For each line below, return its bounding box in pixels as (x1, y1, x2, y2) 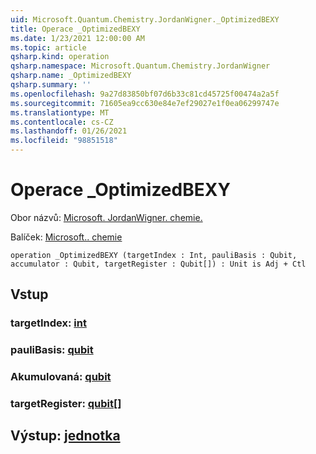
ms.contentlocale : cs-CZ (10, 117, 114, 127)
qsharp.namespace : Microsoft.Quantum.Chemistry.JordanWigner (10, 61, 271, 71)
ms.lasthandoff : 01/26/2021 (10, 126, 128, 136)
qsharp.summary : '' (10, 80, 92, 90)
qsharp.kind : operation (10, 52, 110, 62)
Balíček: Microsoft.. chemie (10, 231, 123, 243)
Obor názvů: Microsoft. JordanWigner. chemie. (10, 211, 203, 223)
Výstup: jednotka (10, 427, 121, 445)
